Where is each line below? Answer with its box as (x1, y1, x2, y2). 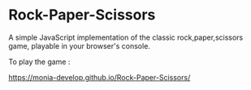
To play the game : (8, 57, 71, 66)
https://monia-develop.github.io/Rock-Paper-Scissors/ (8, 72, 191, 82)
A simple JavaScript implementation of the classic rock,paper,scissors (8, 32, 244, 42)
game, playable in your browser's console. (8, 41, 150, 50)
